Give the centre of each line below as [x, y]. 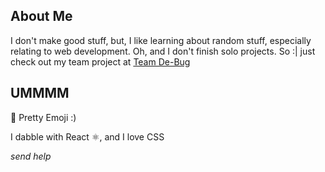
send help [31, 156]
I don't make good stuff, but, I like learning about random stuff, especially [161, 40]
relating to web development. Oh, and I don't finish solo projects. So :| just [163, 51]
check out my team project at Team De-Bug [100, 61]
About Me [41, 16]
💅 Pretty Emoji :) [43, 117]
